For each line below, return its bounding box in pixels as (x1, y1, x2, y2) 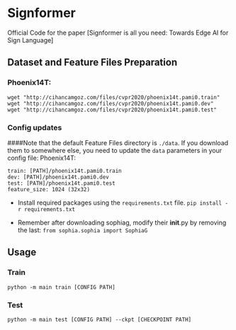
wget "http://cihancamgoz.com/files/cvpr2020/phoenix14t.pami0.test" (7, 106, 218, 113)
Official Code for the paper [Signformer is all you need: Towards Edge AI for (7, 28, 229, 37)
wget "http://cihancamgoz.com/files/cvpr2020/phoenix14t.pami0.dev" (7, 100, 214, 107)
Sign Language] (7, 35, 54, 44)
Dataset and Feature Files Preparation (7, 57, 178, 69)
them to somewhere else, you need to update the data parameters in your (7, 146, 222, 154)
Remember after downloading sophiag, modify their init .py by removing (17, 218, 227, 227)
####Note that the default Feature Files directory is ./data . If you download (7, 138, 229, 147)
